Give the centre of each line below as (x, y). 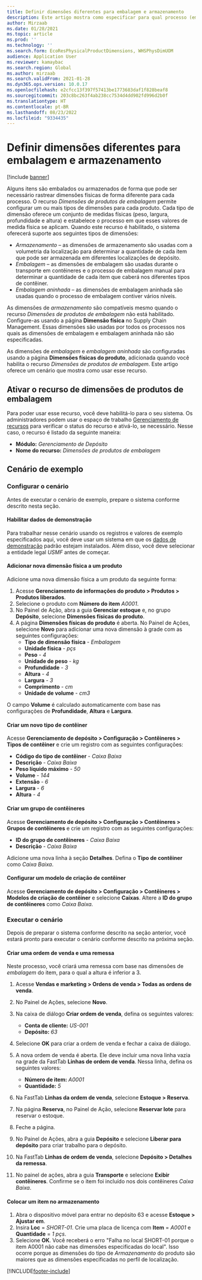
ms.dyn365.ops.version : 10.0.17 (47, 85)
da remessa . (31, 1163)
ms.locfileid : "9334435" (38, 118)
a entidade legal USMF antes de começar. (58, 552)
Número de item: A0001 (54, 1080)
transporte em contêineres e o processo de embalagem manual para (100, 270)
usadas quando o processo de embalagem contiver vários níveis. (96, 296)
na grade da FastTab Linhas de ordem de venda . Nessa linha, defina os (104, 1062)
